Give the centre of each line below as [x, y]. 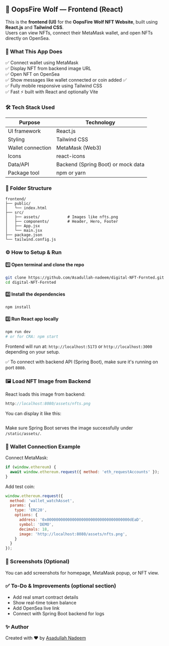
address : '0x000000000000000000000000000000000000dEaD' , [81, 520]
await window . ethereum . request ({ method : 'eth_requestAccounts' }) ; [85, 472]
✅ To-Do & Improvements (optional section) [61, 586]
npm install [18, 307]
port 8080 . [16, 367]
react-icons [71, 156]
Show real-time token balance [44, 602]
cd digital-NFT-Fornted [31, 282]
